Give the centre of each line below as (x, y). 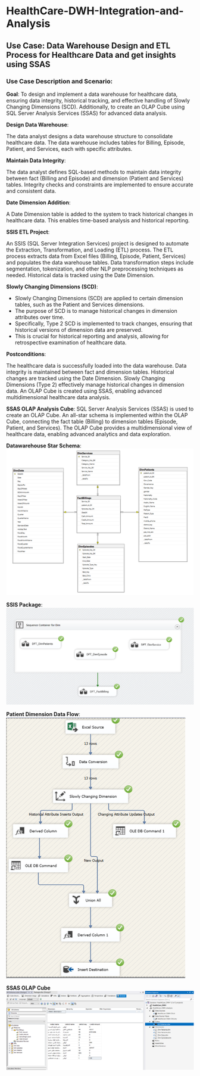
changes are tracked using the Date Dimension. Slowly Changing (86, 378)
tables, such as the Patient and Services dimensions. (79, 304)
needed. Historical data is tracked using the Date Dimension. (80, 275)
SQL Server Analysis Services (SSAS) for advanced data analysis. (87, 113)
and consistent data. (31, 191)
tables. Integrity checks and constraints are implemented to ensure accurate (100, 184)
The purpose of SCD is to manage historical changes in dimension (96, 310)
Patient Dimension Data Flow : (43, 714)
